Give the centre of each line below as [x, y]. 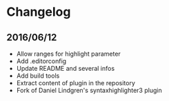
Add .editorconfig [41, 61]
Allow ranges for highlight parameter [69, 54]
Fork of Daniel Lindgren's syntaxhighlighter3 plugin [89, 90]
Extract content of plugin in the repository [76, 83]
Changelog [39, 12]
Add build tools [38, 76]
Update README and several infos [66, 68]
